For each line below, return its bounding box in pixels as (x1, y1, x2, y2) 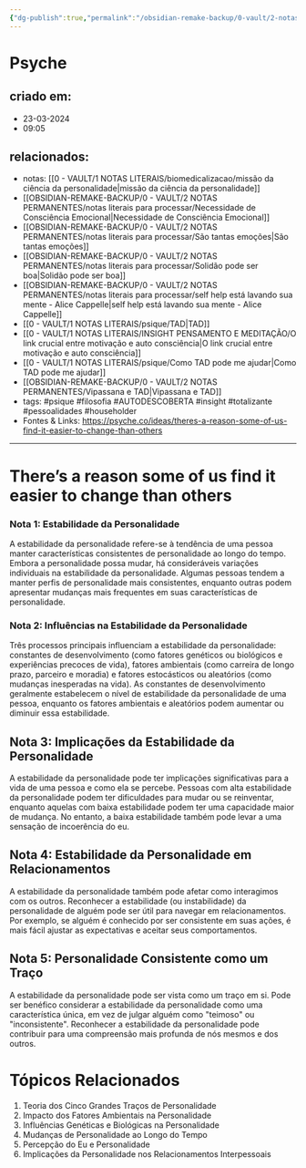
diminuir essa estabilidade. (9, 708, 110, 718)
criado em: (9, 88, 72, 105)
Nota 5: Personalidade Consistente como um (9, 951, 269, 966)
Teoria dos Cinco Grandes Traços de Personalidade (22, 1100, 217, 1111)
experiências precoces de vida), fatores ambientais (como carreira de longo (9, 659, 294, 670)
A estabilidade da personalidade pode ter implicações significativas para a (9, 772, 290, 784)
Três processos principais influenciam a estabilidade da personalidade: (9, 640, 277, 651)
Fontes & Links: (22, 416, 80, 427)
